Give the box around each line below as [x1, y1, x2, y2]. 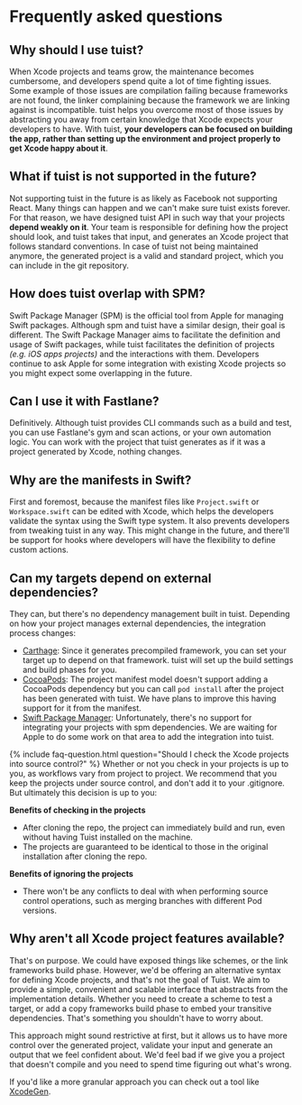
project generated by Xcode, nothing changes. [9, 447, 183, 457]
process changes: [9, 628, 77, 639]
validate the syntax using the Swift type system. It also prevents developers [9, 516, 290, 527]
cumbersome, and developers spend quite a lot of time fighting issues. [9, 76, 272, 87]
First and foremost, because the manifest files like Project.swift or [9, 496, 260, 507]
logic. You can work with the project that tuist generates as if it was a [9, 437, 266, 447]
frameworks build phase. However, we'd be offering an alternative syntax [9, 964, 281, 975]
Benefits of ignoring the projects [9, 869, 133, 879]
